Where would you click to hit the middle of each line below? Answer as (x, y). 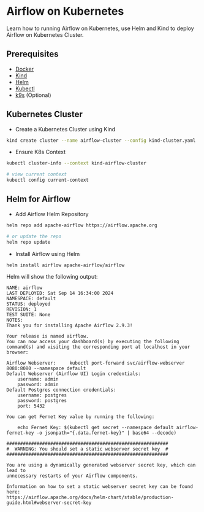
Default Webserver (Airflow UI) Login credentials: (74, 374)
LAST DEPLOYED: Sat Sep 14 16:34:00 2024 (60, 293)
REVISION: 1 (21, 309)
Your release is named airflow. (47, 336)
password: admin (38, 385)
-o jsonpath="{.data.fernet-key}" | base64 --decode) (106, 433)
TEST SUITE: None (28, 315)
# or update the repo (34, 236)
